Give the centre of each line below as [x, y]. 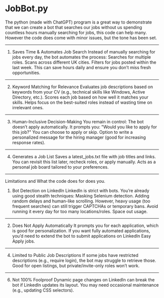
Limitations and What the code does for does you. [55, 181]
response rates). [29, 142]
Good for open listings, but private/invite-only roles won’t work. [76, 266]
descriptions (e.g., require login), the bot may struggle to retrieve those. [84, 260]
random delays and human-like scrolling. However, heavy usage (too [81, 201]
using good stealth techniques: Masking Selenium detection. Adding [81, 196]
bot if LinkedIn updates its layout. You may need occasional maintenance [85, 285]
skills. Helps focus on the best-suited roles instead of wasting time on [82, 102]
